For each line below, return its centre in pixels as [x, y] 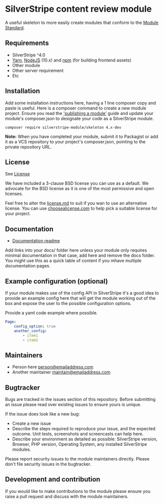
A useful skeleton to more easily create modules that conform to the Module [82, 22]
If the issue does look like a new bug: [42, 414]
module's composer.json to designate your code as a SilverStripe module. [80, 118]
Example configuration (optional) [57, 281]
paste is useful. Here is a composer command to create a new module [76, 108]
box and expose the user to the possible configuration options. [68, 303]
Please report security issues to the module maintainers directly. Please [77, 459]
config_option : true [35, 326]
